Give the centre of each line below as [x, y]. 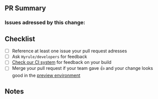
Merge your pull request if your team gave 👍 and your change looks [83, 68]
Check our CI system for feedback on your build [61, 62]
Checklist [20, 39]
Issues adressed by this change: [45, 23]
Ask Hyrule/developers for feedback [49, 57]
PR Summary [25, 8]
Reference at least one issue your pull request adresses [69, 51]
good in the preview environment [46, 75]
